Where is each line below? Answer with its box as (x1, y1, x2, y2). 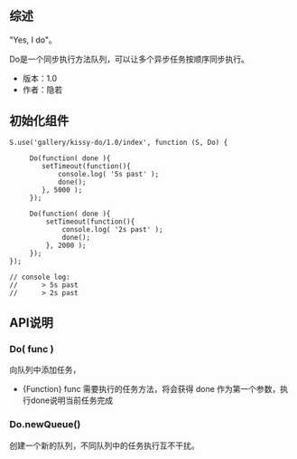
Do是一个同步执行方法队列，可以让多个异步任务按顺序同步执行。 (9, 53, 250, 64)
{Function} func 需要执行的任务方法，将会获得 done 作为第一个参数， (22, 384, 281, 395)
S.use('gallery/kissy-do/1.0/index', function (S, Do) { (9, 138, 228, 147)
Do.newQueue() (9, 418, 81, 431)
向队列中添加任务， (9, 365, 81, 376)
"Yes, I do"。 (9, 34, 57, 45)
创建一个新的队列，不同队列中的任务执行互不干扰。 (9, 440, 200, 451)
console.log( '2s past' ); (61, 225, 164, 234)
